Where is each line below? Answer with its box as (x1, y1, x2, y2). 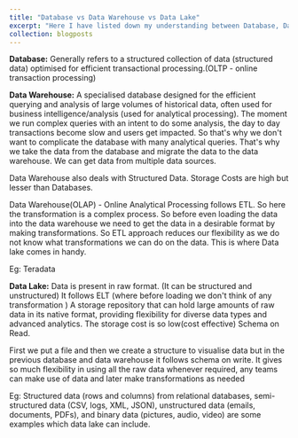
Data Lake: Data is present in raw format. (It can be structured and (9, 281, 253, 292)
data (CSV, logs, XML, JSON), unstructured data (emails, (49, 400, 255, 411)
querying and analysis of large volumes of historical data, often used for (9, 99, 272, 110)
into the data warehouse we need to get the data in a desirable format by (9, 218, 276, 229)
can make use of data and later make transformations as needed (9, 373, 246, 384)
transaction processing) (9, 73, 97, 83)
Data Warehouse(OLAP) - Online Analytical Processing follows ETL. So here (9, 199, 286, 210)
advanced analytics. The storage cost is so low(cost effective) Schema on (9, 318, 279, 329)
